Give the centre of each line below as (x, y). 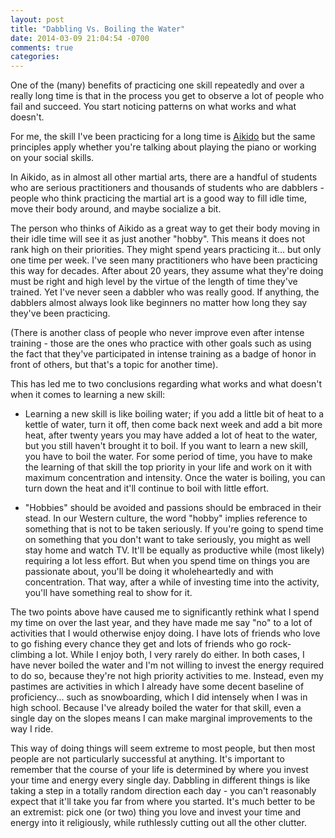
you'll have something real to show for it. (108, 593)
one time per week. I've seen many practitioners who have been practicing (164, 260)
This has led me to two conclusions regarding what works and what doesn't (166, 384)
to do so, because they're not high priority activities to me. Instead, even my (167, 676)
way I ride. (32, 729)
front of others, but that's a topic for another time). (114, 365)
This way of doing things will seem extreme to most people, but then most (163, 748)
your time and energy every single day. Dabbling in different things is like (160, 780)
